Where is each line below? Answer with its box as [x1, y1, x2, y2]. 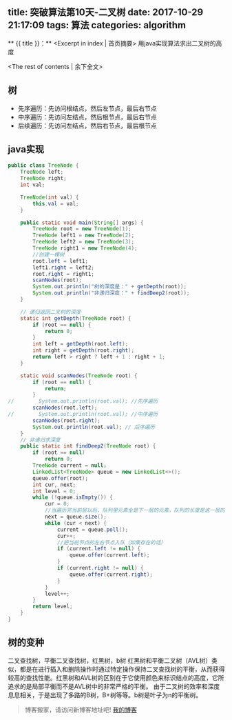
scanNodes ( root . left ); [32, 404, 98, 412]
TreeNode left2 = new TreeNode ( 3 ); [32, 239, 135, 246]
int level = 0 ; [32, 488, 76, 494]
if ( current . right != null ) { [56, 565, 144, 572]
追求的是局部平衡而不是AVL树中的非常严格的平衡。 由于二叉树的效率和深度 [8, 682, 220, 690]
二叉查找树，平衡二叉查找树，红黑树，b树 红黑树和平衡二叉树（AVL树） [8, 656, 212, 664]
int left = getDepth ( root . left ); [32, 341, 129, 348]
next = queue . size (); [44, 513, 107, 521]
